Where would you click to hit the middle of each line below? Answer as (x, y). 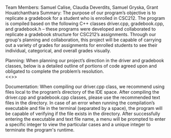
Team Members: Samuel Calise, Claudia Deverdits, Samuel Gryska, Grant (82, 7)
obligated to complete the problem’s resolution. (55, 71)
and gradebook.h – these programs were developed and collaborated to (81, 29)
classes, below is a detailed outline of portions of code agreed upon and (81, 66)
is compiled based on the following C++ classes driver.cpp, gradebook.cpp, (85, 23)
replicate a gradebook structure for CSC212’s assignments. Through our (81, 34)
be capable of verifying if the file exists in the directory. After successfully (83, 114)
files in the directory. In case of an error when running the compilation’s (80, 103)
